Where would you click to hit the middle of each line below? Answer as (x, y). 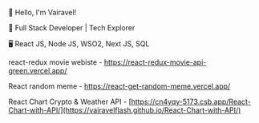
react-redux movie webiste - (55, 62)
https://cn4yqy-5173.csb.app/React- (191, 101)
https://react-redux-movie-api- (155, 62)
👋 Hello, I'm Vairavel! (42, 12)
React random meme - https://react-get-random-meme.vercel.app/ (119, 86)
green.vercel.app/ (38, 71)
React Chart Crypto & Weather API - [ (70, 101)
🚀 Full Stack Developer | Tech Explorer (72, 28)
